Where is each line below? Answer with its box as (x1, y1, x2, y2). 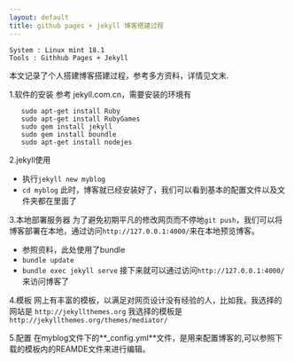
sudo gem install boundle (20, 130, 117, 138)
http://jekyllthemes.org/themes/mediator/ (9, 316, 168, 325)
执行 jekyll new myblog (21, 173, 106, 184)
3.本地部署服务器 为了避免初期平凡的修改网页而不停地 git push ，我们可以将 (9, 214, 283, 224)
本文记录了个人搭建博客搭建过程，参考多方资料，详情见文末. (9, 70, 229, 81)
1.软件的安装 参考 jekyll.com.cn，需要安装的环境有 (9, 89, 192, 99)
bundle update (21, 256, 74, 264)
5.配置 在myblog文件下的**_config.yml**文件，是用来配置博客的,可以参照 (9, 332, 275, 342)
